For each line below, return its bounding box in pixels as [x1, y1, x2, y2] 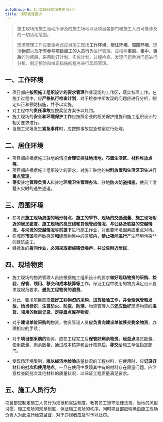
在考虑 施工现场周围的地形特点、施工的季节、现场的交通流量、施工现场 [12, 214, 153, 221]
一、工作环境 [5, 76, 44, 84]
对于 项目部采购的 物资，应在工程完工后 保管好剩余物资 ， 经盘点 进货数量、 [12, 336, 157, 341]
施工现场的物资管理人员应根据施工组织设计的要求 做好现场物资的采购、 [12, 275, 153, 280]
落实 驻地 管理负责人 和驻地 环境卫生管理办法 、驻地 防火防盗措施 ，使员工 [12, 179, 153, 185]
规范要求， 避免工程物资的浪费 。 [20, 287, 85, 292]
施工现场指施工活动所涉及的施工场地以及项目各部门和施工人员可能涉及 [16, 25, 158, 32]
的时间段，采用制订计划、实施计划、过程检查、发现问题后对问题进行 [21, 54, 158, 60]
